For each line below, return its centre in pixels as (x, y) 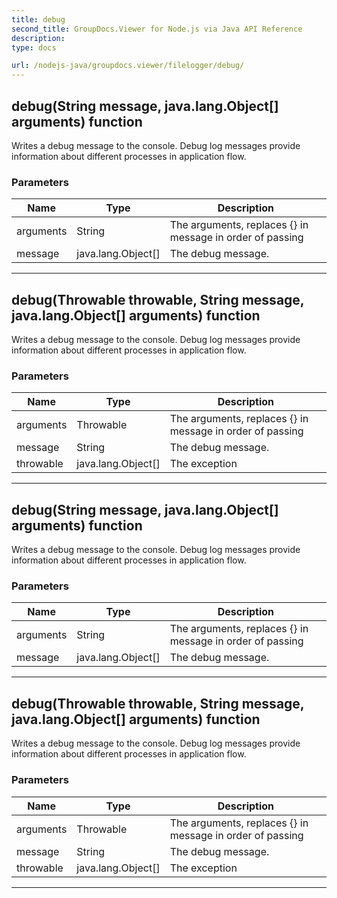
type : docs (34, 47)
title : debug (38, 19)
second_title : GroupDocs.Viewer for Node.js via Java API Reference (157, 29)
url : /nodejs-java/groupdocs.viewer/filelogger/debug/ (128, 66)
